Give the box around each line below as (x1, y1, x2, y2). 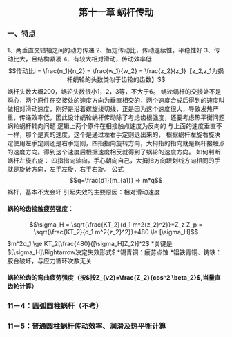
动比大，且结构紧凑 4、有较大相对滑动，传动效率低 (7, 54, 152, 63)
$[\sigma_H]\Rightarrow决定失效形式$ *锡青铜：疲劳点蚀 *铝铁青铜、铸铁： (7, 247, 222, 256)
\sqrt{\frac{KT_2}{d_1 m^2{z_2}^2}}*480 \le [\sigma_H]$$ (33, 227, 199, 236)
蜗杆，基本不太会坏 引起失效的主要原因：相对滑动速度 (7, 187, 160, 196)
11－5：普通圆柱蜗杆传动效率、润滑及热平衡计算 (7, 321, 166, 331)
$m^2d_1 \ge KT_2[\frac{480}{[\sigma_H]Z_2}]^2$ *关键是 (7, 239, 173, 247)
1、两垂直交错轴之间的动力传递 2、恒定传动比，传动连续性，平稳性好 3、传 (7, 45, 220, 54)
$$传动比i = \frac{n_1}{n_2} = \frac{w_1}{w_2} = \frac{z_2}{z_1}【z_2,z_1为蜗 (8, 66, 224, 74)
